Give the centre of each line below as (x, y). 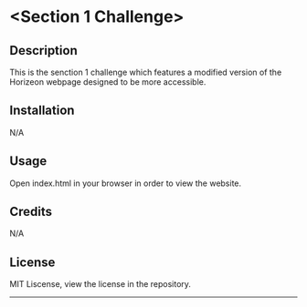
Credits (31, 212)
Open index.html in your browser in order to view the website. (126, 183)
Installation (42, 111)
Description (43, 51)
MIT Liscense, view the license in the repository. (101, 284)
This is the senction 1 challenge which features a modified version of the (146, 72)
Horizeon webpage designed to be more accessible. (108, 82)
